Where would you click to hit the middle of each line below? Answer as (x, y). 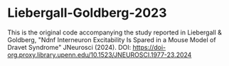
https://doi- (149, 47)
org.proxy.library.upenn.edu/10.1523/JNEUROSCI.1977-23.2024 (100, 55)
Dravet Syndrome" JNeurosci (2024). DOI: (69, 47)
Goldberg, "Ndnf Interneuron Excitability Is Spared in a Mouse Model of (112, 39)
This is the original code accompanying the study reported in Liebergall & (115, 32)
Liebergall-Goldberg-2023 (87, 13)
